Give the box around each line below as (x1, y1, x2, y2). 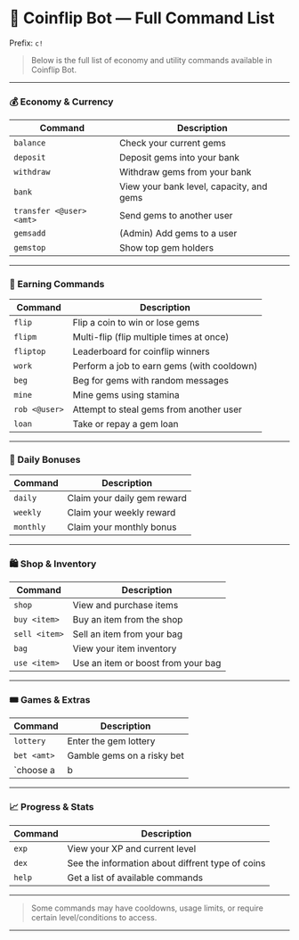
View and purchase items (72, 599, 179, 612)
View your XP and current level (67, 842, 197, 854)
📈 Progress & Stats (9, 801, 94, 813)
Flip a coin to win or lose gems (72, 316, 200, 328)
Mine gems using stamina (72, 388, 180, 400)
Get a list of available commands (67, 871, 203, 884)
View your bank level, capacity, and (118, 180, 268, 193)
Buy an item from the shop (72, 614, 183, 626)
